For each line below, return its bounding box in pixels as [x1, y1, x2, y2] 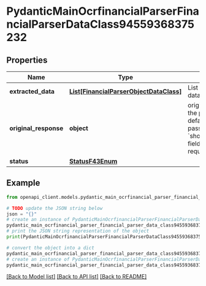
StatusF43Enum [69, 157, 118, 165]
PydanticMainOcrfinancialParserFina [6, 4, 199, 18]
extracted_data [9, 87, 55, 96]
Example [6, 178, 40, 188]
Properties [6, 55, 48, 65]
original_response [9, 124, 64, 133]
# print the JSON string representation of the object [6, 228, 150, 234]
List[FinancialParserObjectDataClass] [69, 87, 182, 96]
